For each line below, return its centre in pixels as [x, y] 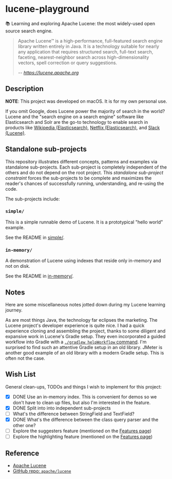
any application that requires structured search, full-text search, [85, 51]
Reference [22, 453]
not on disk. [18, 266]
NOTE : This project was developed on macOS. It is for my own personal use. [86, 101]
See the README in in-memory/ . [40, 276]
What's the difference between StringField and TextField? [73, 414]
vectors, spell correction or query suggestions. [67, 63]
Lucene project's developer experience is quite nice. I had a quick [75, 325]
